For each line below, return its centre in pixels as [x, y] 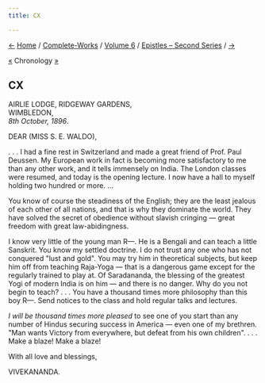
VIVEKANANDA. [35, 372]
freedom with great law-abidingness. [69, 226]
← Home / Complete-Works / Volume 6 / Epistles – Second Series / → [122, 45]
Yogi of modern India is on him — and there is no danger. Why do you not [128, 284]
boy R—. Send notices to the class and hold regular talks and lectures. [123, 301]
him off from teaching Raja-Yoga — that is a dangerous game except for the [132, 267]
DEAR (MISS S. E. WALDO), [53, 136]
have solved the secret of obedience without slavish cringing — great [122, 218]
